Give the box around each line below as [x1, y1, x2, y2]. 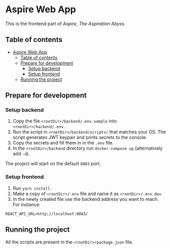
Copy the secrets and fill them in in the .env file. [12, 140, 114, 146]
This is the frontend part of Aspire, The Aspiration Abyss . [5, 20, 126, 27]
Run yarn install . [12, 185, 52, 191]
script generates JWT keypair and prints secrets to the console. [12, 134, 147, 140]
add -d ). [12, 151, 30, 157]
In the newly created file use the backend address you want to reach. [12, 196, 159, 202]
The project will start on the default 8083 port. [5, 160, 101, 167]
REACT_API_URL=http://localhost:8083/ [5, 211, 88, 216]
